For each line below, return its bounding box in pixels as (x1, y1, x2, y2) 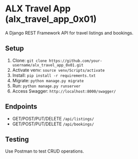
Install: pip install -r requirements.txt (12, 72, 96, 78)
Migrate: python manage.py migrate (12, 77, 84, 83)
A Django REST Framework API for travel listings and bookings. (5, 30, 134, 36)
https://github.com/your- (48, 58, 102, 63)
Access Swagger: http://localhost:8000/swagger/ (12, 88, 116, 94)
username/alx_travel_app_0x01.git (12, 62, 84, 67)
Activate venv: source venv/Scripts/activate (12, 67, 105, 73)
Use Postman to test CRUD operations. (5, 148, 84, 154)
